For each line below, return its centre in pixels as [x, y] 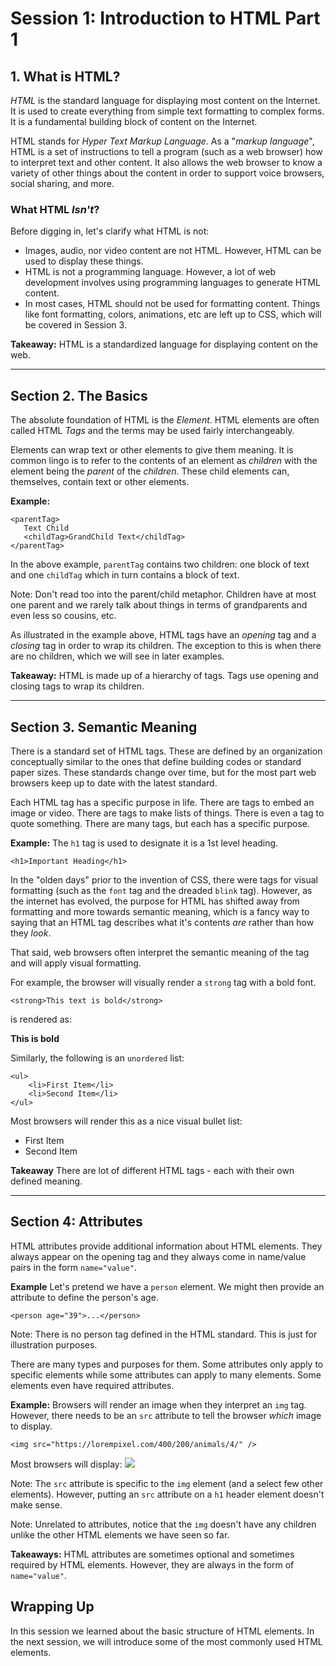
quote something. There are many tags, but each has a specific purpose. [160, 823]
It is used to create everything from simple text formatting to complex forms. [167, 111]
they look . [31, 933]
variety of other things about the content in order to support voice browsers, [167, 173]
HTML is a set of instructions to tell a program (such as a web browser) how [166, 151]
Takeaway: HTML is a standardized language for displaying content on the [164, 344]
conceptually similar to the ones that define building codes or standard [156, 761]
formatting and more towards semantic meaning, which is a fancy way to [160, 911]
